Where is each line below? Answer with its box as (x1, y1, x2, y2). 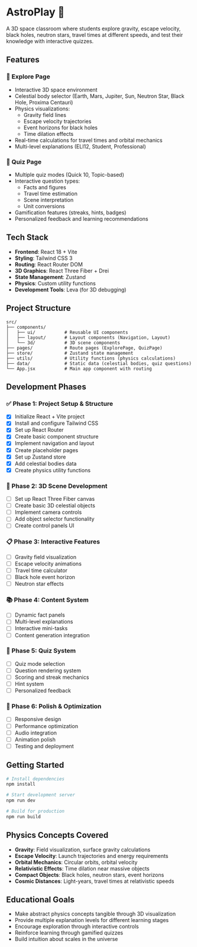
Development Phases (6, 382, 87, 392)
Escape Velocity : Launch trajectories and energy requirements (14, 852, 169, 859)
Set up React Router (14, 427, 64, 434)
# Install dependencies (6, 776, 65, 782)
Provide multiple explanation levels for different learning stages (14, 917, 169, 924)
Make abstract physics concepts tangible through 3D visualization (14, 910, 176, 917)
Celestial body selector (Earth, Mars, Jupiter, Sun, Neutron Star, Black (14, 92, 185, 100)
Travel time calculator (14, 567, 68, 574)
